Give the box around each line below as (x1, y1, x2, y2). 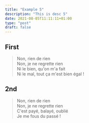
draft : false (5, 25, 31, 30)
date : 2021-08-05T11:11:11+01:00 (5, 16, 72, 21)
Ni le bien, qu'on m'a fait (16, 66, 66, 71)
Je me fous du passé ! (16, 113, 61, 119)
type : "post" (5, 20, 31, 26)
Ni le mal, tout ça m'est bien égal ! (16, 71, 84, 77)
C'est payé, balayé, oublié (16, 108, 68, 114)
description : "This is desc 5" (5, 12, 68, 16)
